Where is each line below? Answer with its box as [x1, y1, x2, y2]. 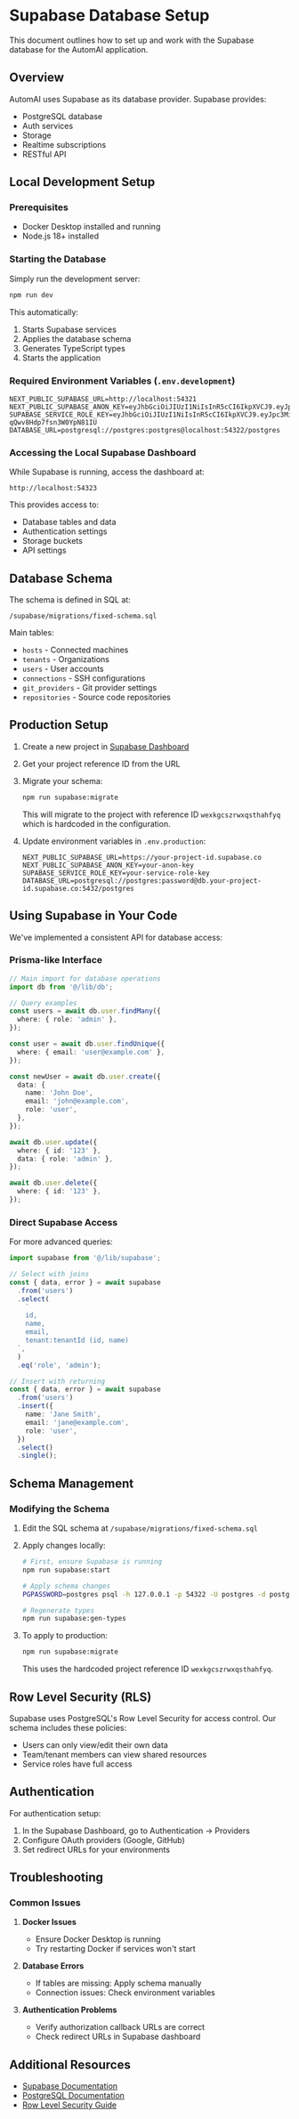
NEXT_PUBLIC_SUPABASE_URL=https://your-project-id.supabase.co [21, 853, 263, 861]
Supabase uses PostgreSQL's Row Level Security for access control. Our [9, 1712, 277, 1723]
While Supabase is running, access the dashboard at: [9, 466, 205, 477]
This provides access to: [9, 499, 100, 510]
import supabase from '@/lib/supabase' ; [9, 1254, 162, 1263]
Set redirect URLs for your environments [21, 1844, 171, 1855]
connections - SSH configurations [21, 673, 146, 683]
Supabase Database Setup [9, 5, 210, 26]
